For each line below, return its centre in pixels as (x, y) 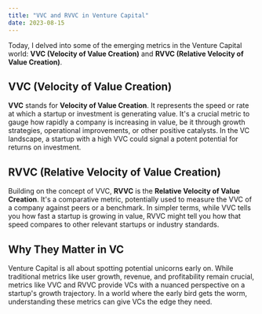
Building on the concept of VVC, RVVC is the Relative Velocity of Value (124, 191)
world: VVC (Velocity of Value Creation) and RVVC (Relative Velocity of (126, 54)
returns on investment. (45, 147)
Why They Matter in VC (66, 249)
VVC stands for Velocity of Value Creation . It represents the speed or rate (129, 105)
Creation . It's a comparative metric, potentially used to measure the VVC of (130, 199)
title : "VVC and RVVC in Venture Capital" (78, 15)
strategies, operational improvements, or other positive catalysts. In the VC (129, 131)
